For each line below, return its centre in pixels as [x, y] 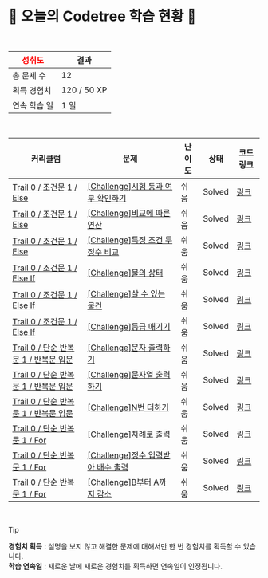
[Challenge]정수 [117, 455]
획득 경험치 [32, 90]
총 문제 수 [29, 75]
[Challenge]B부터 [119, 482]
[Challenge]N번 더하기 [128, 407]
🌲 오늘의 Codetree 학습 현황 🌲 [102, 16]
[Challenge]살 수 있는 [126, 293]
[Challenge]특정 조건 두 [130, 240]
